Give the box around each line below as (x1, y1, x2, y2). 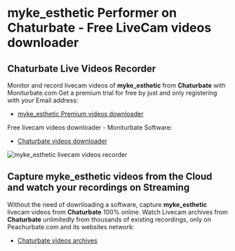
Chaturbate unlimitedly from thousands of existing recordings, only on (7, 215, 212, 224)
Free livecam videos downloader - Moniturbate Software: (7, 123, 173, 131)
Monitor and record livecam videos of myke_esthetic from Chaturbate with (7, 81, 226, 89)
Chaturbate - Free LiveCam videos (7, 20, 212, 36)
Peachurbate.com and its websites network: (7, 222, 135, 231)
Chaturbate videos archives (17, 236, 98, 245)
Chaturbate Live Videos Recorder (7, 62, 156, 74)
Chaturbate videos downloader (17, 137, 107, 145)
